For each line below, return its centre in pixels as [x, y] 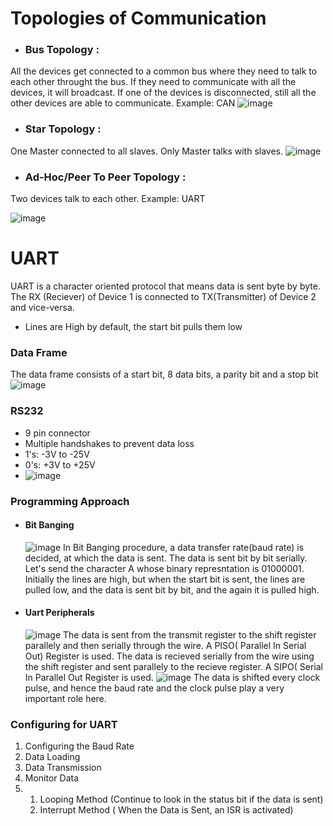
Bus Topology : [62, 50]
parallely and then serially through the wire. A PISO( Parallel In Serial [165, 645]
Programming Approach [70, 501]
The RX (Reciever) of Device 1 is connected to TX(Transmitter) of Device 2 [163, 297]
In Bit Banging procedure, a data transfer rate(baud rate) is [184, 547]
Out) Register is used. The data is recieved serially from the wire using [169, 656]
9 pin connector [57, 433]
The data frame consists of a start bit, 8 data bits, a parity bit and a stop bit [164, 374]
